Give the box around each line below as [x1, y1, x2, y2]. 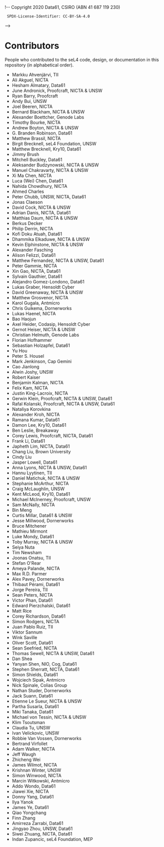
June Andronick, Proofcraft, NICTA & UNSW [11, 87, 103, 93]
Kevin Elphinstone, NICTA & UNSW [11, 241, 83, 247]
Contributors [4, 40, 59, 51]
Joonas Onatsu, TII [11, 555, 51, 561]
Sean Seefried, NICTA [11, 645, 57, 651]
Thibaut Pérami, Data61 [11, 581, 60, 587]
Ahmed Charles [11, 188, 44, 194]
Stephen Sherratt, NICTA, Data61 [11, 666, 79, 672]
